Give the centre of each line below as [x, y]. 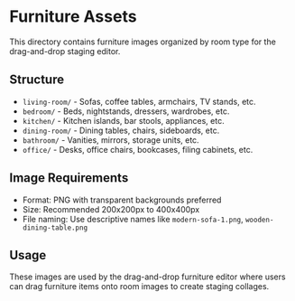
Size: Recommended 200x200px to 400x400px [111, 209]
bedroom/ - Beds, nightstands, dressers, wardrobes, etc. [126, 111]
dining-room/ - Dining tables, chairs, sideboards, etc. [121, 130]
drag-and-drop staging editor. [65, 51]
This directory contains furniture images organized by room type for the [143, 42]
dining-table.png [55, 228]
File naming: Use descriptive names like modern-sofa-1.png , [133, 219]
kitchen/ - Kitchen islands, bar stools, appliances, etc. [123, 120]
